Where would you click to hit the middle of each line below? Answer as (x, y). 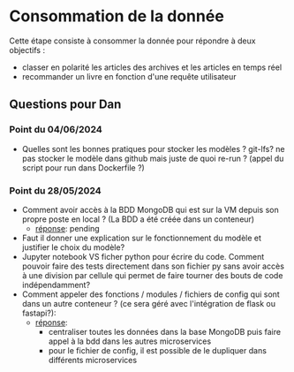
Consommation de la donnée (117, 16)
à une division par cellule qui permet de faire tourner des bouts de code (152, 275)
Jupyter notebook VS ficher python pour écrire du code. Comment (143, 256)
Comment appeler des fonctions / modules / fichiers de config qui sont (151, 294)
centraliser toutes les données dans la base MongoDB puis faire (164, 331)
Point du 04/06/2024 (56, 130)
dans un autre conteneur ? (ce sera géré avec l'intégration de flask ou (149, 303)
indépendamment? (56, 285)
